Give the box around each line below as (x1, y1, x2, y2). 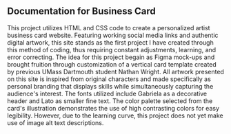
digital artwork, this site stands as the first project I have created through (7, 38, 214, 47)
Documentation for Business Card (7, 5, 157, 17)
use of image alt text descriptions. (7, 118, 104, 126)
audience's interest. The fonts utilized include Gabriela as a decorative (7, 89, 208, 98)
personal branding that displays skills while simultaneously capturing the (7, 82, 214, 90)
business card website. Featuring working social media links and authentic (7, 31, 219, 39)
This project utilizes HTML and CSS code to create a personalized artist (7, 23, 210, 32)
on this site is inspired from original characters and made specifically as (7, 75, 212, 83)
